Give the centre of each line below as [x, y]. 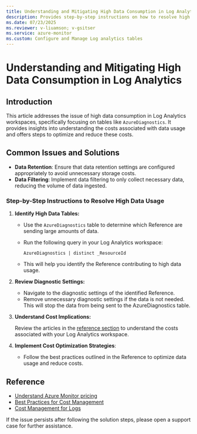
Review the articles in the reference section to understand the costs [96, 328]
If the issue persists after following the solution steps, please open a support [98, 419]
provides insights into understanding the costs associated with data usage [96, 128]
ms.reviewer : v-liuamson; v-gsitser [51, 28]
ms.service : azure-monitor [39, 33]
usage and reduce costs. [53, 363]
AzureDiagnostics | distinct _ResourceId [74, 253]
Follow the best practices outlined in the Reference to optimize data [105, 357]
